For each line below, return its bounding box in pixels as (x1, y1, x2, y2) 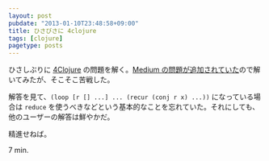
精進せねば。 (8, 130, 51, 139)
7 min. (8, 146, 29, 155)
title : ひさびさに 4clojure (8, 27, 97, 35)
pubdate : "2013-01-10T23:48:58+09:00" (8, 19, 139, 27)
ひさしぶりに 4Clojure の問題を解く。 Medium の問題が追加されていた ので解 (8, 65, 261, 75)
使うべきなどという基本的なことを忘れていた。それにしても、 (55, 102, 260, 112)
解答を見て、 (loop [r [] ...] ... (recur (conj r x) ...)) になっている (8, 92, 254, 101)
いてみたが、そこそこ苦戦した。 (8, 75, 115, 85)
